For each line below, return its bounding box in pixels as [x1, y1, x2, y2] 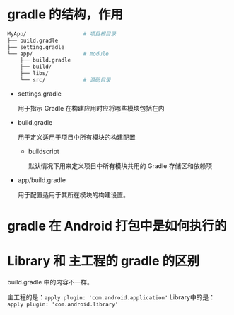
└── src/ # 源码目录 [20, 77, 111, 84]
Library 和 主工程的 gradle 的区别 [7, 253, 200, 270]
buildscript [28, 147, 60, 155]
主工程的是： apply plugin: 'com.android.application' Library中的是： [7, 293, 216, 302]
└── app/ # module [7, 50, 110, 57]
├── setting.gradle [7, 43, 65, 50]
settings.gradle [17, 89, 62, 98]
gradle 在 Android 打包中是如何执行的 [7, 218, 227, 234]
